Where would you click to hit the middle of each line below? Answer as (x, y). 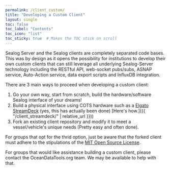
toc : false (17, 24)
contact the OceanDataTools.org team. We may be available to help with (81, 157)
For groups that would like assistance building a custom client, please (78, 152)
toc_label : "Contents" (29, 29)
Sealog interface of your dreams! (47, 100)
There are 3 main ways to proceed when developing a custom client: (77, 84)
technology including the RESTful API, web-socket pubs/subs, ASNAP (79, 69)
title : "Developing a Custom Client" (45, 15)
